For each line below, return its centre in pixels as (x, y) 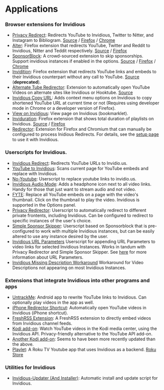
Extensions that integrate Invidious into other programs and (78, 280)
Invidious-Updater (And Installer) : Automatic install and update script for (85, 378)
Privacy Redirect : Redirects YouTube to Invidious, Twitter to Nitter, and (83, 35)
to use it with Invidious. (35, 140)
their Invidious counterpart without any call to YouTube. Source (76, 77)
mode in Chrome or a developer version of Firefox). (64, 108)
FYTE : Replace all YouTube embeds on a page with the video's (75, 194)
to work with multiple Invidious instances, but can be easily (95, 231)
